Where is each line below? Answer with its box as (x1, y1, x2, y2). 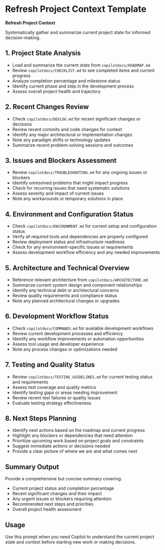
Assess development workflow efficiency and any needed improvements (12, 250, 160, 255)
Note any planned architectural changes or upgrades (12, 298, 120, 303)
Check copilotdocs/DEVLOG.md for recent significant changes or (12, 116, 141, 122)
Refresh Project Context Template (5, 3, 147, 15)
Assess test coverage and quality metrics (12, 384, 97, 390)
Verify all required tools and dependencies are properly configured (12, 234, 148, 240)
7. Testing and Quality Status (5, 361, 95, 369)
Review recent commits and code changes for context (12, 126, 122, 132)
